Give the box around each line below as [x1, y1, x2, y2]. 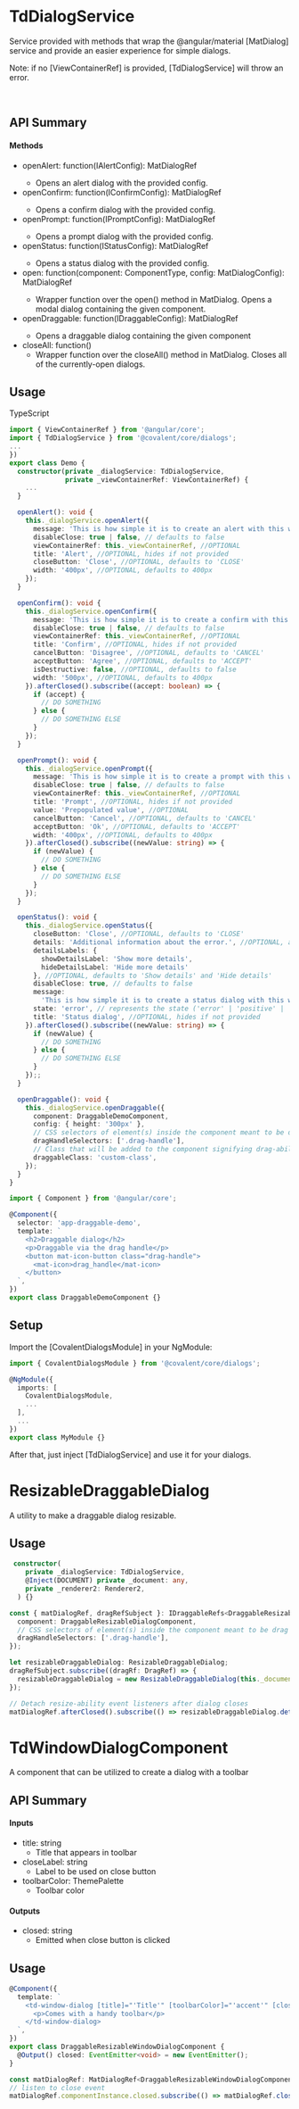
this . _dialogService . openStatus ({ [25, 921, 153, 930]
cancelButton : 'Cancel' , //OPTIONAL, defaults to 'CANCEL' [32, 814, 256, 823]
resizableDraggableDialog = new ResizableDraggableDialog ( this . [17, 1674, 261, 1683]
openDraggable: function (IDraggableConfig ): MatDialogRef [21, 312, 238, 323]
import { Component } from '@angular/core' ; [9, 1194, 177, 1203]
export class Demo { [9, 458, 86, 468]
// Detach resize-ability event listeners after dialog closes [9, 1698, 249, 1708]
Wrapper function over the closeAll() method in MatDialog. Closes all [35, 349, 287, 360]
